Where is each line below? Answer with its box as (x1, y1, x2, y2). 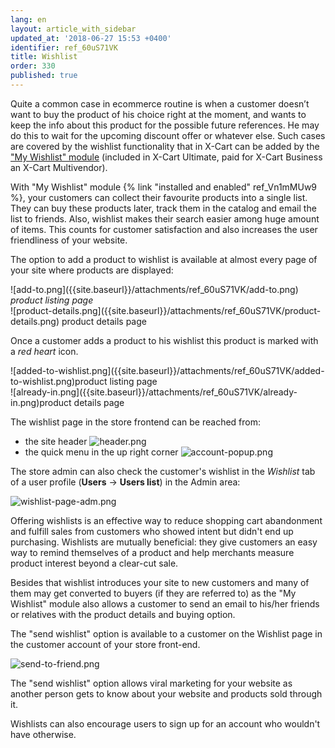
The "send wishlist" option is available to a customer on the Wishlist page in (10, 627, 323, 640)
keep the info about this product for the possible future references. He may (10, 119, 320, 131)
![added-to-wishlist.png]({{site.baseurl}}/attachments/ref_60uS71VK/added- (10, 364, 325, 376)
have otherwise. (10, 728, 77, 740)
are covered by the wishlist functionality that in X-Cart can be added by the (10, 140, 320, 152)
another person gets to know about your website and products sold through (10, 687, 323, 700)
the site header (24, 435, 88, 447)
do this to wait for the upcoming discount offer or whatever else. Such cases (10, 129, 326, 141)
